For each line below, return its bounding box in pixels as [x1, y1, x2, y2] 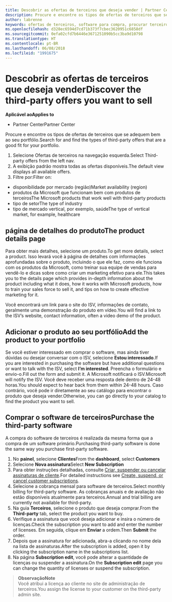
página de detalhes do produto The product [5, 226, 145, 235]
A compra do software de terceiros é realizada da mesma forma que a [5, 435, 153, 441]
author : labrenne [5, 17, 42, 22]
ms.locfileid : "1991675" [5, 50, 58, 56]
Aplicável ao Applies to [5, 112, 54, 118]
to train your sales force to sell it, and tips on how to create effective [5, 286, 149, 293]
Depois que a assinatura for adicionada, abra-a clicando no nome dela [12, 538, 161, 544]
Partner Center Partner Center [12, 121, 76, 127]
